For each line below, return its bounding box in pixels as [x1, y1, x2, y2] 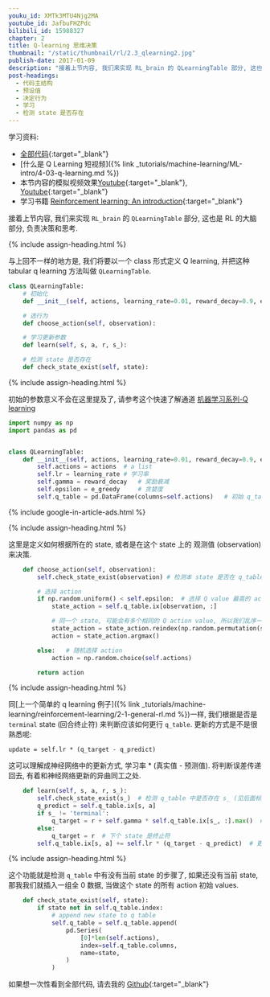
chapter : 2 [8, 34, 45, 43]
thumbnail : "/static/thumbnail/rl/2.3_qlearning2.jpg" [8, 49, 196, 57]
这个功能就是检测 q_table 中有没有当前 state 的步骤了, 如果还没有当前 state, [8, 870, 259, 880]
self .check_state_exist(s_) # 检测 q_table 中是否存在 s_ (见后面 [37, 794, 256, 802]
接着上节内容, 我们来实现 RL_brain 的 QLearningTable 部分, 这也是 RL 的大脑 [8, 214, 257, 223]
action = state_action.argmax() [51, 632, 160, 640]
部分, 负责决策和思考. [8, 224, 79, 233]
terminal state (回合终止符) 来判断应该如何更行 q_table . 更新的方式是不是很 [8, 720, 258, 729]
